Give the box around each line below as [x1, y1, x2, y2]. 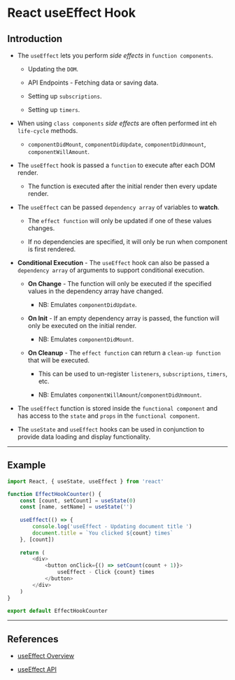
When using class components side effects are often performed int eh [17, 119, 217, 127]
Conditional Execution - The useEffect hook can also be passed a [17, 259, 210, 267]
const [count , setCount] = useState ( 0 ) [20, 497, 136, 504]
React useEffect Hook [7, 5, 136, 21]
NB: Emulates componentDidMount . [38, 335, 134, 343]
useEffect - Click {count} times [57, 569, 155, 576]
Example [7, 460, 46, 472]
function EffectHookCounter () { [7, 490, 101, 497]
